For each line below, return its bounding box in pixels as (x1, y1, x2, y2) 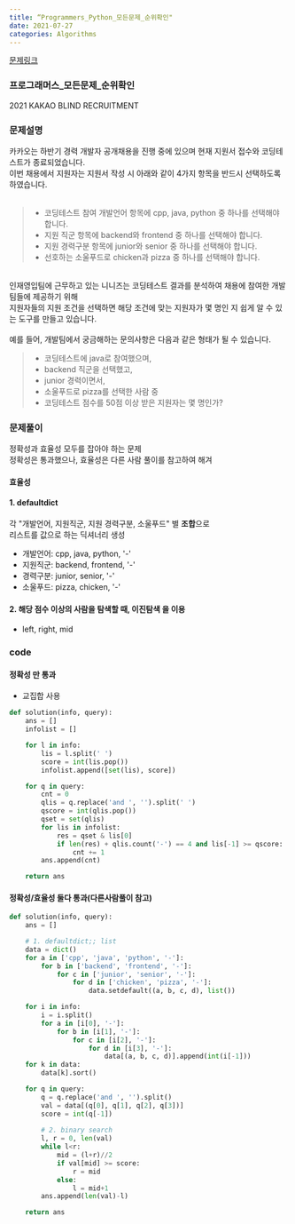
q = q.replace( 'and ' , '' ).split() (41, 1093, 173, 1101)
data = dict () (25, 945, 77, 954)
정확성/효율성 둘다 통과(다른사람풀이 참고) (9, 892, 152, 902)
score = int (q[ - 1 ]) (41, 1109, 113, 1118)
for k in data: (25, 1061, 82, 1069)
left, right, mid (21, 624, 74, 635)
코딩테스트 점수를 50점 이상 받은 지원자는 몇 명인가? (43, 397, 223, 408)
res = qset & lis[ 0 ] (56, 831, 133, 840)
